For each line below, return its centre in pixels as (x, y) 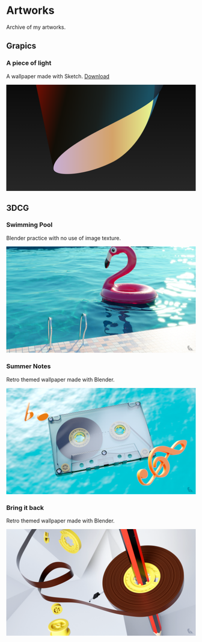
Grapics (21, 46)
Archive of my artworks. (36, 27)
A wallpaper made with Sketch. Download (58, 76)
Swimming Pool (29, 225)
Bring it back (25, 508)
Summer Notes (29, 366)
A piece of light (29, 63)
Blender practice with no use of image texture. (64, 238)
